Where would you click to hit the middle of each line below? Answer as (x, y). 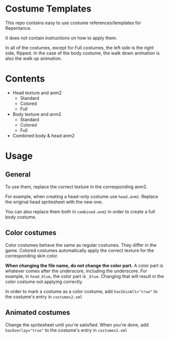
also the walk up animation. (34, 58)
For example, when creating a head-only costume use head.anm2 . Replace (82, 196)
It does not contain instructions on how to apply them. (61, 38)
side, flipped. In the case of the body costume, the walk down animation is (82, 53)
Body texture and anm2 (37, 114)
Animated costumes (38, 313)
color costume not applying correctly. (44, 281)
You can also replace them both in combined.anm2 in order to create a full (80, 211)
